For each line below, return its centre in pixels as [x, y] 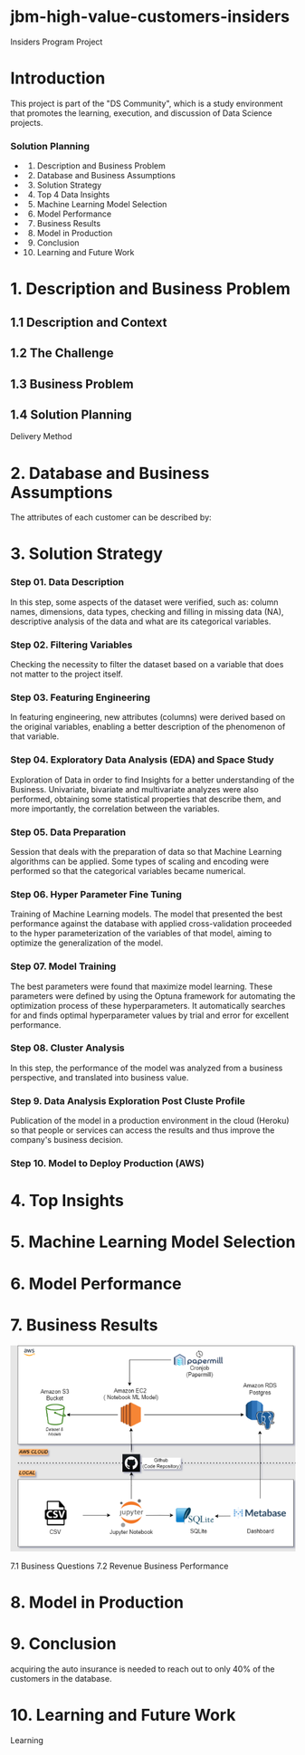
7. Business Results [84, 1325]
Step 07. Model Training [63, 966]
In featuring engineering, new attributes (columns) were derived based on [148, 717]
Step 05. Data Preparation [68, 832]
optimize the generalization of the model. [87, 943]
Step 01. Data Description [67, 582]
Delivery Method [41, 436]
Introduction [58, 78]
